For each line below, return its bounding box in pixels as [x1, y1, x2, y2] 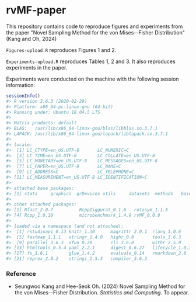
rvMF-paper [6, 4, 66, 17]
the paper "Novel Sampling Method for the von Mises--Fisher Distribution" [6, 29, 185, 36]
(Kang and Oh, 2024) [6, 35, 57, 42]
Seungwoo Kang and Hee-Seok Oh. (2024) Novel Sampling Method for [14, 283, 185, 290]
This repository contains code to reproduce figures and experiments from [6, 23, 183, 30]
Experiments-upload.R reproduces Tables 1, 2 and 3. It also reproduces [6, 58, 176, 65]
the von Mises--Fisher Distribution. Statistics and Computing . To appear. [14, 289, 190, 296]
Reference [6, 269, 36, 277]
